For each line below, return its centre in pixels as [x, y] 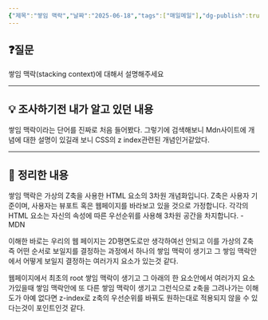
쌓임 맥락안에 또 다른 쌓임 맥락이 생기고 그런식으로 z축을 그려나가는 [140, 288]
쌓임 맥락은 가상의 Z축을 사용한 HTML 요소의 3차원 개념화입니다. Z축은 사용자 [129, 196]
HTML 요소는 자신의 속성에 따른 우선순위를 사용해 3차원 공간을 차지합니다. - [126, 215]
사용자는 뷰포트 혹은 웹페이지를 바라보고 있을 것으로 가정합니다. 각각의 [140, 206]
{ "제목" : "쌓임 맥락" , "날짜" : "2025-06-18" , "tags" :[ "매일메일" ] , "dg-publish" [127, 16]
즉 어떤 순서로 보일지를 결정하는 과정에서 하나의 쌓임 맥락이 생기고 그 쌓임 [122, 251]
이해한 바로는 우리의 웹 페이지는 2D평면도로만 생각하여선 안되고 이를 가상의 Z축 [131, 241]
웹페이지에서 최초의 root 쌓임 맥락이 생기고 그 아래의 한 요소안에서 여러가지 [124, 278]
